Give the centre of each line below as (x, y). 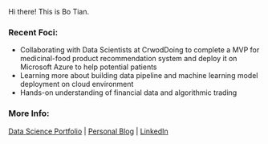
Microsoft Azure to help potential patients (89, 67)
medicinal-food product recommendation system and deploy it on (128, 59)
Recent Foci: (33, 32)
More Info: (29, 113)
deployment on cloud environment (77, 84)
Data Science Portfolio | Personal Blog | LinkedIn (88, 131)
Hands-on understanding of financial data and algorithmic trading (128, 93)
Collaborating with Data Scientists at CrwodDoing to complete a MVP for (140, 50)
